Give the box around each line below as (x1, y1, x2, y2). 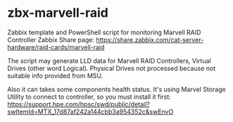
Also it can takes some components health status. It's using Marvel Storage (7, 85, 227, 93)
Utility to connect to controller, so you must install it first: (7, 93, 171, 101)
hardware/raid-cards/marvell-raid (7, 43, 105, 51)
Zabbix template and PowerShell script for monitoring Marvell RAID (7, 28, 201, 36)
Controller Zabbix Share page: (7, 35, 95, 43)
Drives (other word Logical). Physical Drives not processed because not (7, 64, 216, 72)
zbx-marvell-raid (7, 5, 109, 21)
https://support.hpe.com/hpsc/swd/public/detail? (7, 100, 150, 108)
